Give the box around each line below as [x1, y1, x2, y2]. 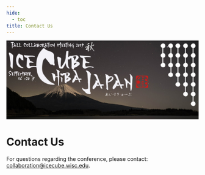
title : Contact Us [6, 23, 53, 29]
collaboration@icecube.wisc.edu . [6, 162, 90, 169]
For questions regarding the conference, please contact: [6, 155, 148, 162]
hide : [6, 10, 20, 16]
